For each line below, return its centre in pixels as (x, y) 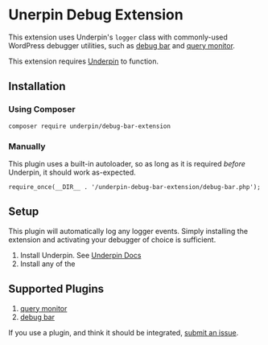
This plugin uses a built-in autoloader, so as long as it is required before (127, 163)
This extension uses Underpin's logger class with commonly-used (118, 37)
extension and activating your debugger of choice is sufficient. (112, 240)
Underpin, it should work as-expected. (72, 172)
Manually (27, 146)
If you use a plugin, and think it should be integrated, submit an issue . (124, 332)
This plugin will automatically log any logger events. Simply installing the (128, 231)
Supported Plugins (56, 289)
